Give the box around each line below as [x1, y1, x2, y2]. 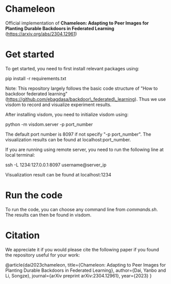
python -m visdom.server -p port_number [5, 121, 93, 127]
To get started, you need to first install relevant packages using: [5, 65, 139, 71]
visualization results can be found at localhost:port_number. [5, 136, 131, 143]
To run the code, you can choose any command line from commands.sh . [5, 206, 158, 212]
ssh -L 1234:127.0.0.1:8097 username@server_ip [5, 162, 107, 168]
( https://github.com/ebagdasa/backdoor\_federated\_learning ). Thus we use [5, 96, 166, 102]
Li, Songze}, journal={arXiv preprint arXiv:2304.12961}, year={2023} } [5, 272, 152, 278]
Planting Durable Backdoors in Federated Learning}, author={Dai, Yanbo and [5, 267, 166, 273]
